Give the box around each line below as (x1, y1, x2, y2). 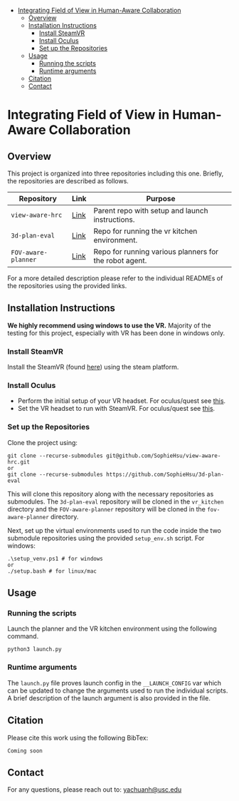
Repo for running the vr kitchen (93, 226, 198, 236)
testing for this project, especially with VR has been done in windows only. (7, 328, 225, 337)
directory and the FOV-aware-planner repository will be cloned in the (7, 504, 206, 513)
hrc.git (7, 458, 31, 466)
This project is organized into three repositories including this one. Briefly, (7, 169, 224, 178)
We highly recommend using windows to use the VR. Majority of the (7, 321, 211, 330)
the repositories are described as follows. (7, 177, 129, 185)
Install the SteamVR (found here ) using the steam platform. (7, 363, 179, 372)
